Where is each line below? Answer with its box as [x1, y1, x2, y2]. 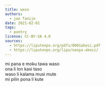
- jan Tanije [9, 16, 36, 21]
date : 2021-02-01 [5, 20, 40, 26]
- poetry [9, 29, 27, 34]
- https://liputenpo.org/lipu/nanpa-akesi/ [9, 47, 98, 52]
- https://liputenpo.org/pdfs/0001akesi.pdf [9, 43, 101, 48]
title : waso [5, 7, 29, 12]
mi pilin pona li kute [5, 76, 44, 82]
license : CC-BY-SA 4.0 [5, 34, 51, 39]
